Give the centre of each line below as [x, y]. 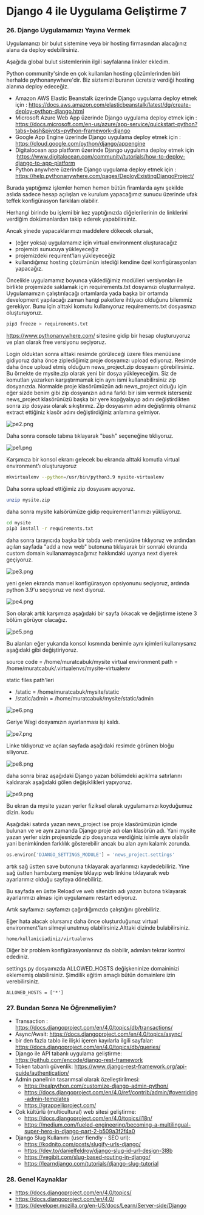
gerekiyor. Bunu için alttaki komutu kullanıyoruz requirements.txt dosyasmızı [101, 307]
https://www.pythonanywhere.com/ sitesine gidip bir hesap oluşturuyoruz [98, 336]
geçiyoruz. [20, 560]
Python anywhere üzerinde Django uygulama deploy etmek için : [96, 169]
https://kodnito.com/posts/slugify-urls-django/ [83, 1144]
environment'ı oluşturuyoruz [42, 466]
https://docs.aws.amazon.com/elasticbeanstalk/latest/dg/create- [110, 105]
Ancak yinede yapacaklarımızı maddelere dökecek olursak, [80, 231]
